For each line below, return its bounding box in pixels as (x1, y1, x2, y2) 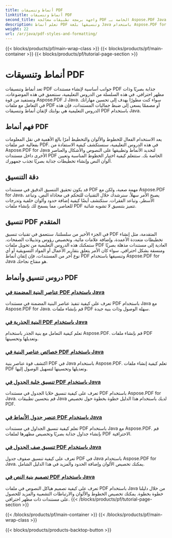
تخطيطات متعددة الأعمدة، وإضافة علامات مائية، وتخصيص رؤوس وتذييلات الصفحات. (5, 236, 163, 243)
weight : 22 (5, 27, 29, 32)
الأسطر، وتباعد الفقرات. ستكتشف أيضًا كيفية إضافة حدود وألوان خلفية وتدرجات (5, 197, 155, 203)
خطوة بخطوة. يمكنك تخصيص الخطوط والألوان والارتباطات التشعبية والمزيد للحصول (5, 490, 163, 496)
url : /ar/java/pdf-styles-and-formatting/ (5, 31, 98, 36)
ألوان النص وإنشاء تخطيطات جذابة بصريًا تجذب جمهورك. (5, 157, 112, 164)
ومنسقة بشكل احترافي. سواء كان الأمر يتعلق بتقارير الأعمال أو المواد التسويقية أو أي (5, 247, 165, 254)
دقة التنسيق (5, 173, 39, 182)
